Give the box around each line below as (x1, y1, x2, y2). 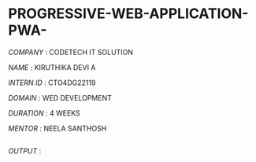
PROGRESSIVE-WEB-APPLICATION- (8, 5, 249, 23)
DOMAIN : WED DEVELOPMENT (8, 93, 112, 102)
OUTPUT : (8, 146, 42, 156)
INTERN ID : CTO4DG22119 (8, 78, 96, 87)
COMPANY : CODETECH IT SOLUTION (8, 47, 134, 57)
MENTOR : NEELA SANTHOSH (8, 123, 107, 133)
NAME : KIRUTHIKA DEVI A (8, 62, 96, 72)
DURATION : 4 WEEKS (8, 108, 80, 118)
